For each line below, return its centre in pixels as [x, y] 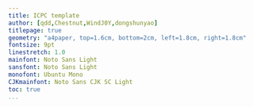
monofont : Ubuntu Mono [46, 75]
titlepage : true [35, 30]
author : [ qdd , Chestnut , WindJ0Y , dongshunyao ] [83, 23]
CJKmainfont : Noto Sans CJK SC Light [71, 82]
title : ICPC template [44, 15]
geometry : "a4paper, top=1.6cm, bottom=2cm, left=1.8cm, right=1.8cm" [127, 38]
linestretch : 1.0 [37, 52]
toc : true [25, 89]
